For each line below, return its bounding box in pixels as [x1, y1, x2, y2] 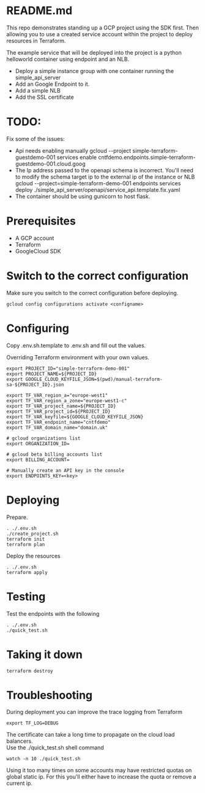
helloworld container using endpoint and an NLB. [6, 55, 130, 63]
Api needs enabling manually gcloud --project [15, 147, 132, 154]
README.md [6, 4, 73, 18]
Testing [6, 589, 46, 603]
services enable [56, 153, 97, 161]
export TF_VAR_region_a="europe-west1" [6, 392, 108, 399]
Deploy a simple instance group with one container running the [15, 67, 174, 74]
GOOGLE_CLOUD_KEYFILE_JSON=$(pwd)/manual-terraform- [25, 376, 163, 382]
